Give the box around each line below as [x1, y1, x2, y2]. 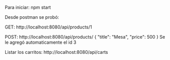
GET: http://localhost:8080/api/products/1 [5, 24, 92, 30]
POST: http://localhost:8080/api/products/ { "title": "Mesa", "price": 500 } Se [5, 34, 165, 40]
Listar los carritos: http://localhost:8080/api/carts [5, 49, 108, 55]
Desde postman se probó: [5, 14, 60, 20]
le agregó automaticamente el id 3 [5, 39, 77, 45]
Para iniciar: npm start [5, 5, 51, 10]
